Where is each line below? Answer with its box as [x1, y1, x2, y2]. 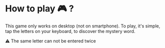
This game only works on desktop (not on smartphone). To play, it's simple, [5, 22, 160, 29]
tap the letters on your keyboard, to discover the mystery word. [5, 28, 135, 34]
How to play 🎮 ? [5, 3, 74, 14]
